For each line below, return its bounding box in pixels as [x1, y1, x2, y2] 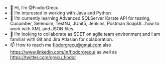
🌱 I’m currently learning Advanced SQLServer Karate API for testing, [10, 15, 151, 21]
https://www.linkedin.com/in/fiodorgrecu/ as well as [10, 49, 117, 55]
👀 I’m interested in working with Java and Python [10, 10, 111, 16]
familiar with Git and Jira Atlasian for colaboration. [10, 36, 114, 42]
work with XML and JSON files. [10, 26, 75, 32]
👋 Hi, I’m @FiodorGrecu [10, 5, 59, 10]
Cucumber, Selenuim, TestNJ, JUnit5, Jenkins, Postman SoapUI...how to [10, 20, 159, 26]
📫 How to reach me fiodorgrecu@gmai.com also [10, 42, 111, 48]
